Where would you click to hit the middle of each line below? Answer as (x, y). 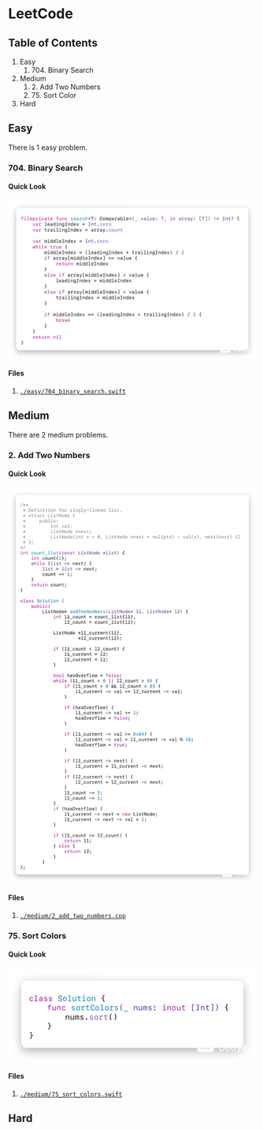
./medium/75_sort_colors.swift (71, 1094)
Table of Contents (53, 43)
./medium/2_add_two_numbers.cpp (72, 916)
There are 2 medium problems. (58, 434)
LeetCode (41, 14)
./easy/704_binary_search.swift (72, 392)
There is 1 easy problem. (48, 147)
